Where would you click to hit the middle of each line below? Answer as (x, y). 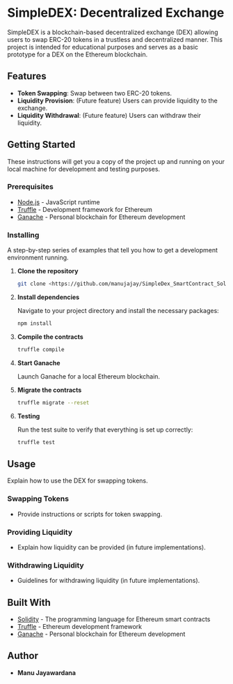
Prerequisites (30, 187)
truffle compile (41, 349)
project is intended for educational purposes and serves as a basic (103, 47)
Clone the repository (48, 271)
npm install (34, 324)
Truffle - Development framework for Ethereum (85, 209)
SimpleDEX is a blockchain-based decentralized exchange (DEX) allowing (113, 32)
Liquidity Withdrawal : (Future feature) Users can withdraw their (109, 115)
